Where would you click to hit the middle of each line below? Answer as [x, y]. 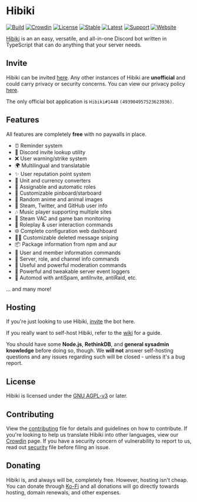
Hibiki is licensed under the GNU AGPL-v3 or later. [67, 396]
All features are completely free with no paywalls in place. [76, 134]
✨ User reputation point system [53, 174]
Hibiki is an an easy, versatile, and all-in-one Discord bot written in [86, 38]
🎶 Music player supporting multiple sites [63, 212]
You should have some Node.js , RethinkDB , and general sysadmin [88, 344]
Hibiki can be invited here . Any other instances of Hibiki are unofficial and [96, 77]
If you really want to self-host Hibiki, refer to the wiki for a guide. [84, 333]
